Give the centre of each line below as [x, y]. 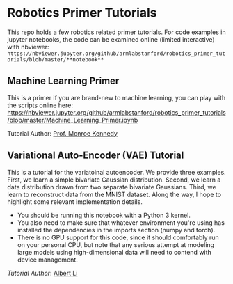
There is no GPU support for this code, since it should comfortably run [118, 237]
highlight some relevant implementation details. [75, 202]
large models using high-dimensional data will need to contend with [114, 252]
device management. [47, 260]
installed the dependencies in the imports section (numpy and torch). [116, 230]
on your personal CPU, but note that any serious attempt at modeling [115, 244]
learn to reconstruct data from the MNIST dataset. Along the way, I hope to [114, 194]
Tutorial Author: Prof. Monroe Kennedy [63, 133]
